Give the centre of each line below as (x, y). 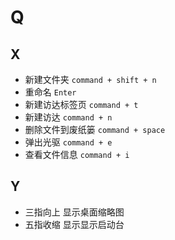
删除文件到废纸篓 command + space (95, 129)
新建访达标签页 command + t (81, 104)
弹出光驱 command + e (68, 142)
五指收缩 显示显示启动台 (74, 224)
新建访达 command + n (68, 117)
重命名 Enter (50, 92)
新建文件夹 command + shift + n (90, 79)
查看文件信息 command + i (77, 154)
